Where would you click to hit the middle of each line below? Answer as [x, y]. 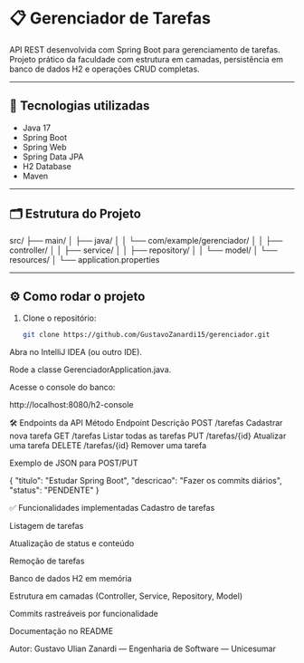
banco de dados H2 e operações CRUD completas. [105, 69]
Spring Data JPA [53, 157]
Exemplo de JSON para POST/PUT [74, 463]
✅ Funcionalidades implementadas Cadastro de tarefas [112, 508]
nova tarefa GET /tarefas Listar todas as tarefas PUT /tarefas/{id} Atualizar [148, 436]
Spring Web [44, 147]
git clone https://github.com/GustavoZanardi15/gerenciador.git [146, 335]
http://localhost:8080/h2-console [71, 405]
